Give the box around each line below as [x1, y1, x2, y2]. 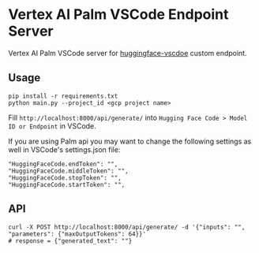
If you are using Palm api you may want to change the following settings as [8, 136, 252, 146]
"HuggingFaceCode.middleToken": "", [8, 167, 129, 175]
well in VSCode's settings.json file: [8, 144, 121, 154]
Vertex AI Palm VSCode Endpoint [8, 6, 229, 24]
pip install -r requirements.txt [8, 92, 118, 100]
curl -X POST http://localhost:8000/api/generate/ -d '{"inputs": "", [8, 223, 246, 231]
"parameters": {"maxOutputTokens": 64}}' [8, 230, 147, 238]
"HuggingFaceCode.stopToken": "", [8, 173, 122, 182]
